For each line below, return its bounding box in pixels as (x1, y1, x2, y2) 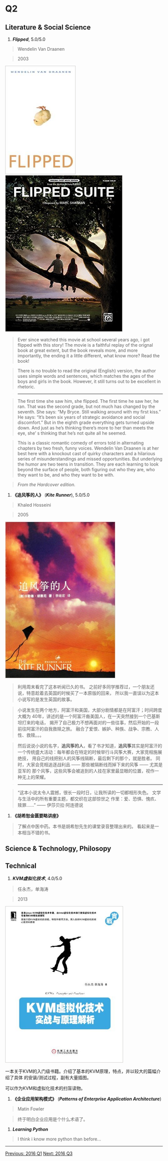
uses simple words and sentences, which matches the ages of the (17, 373, 154, 379)
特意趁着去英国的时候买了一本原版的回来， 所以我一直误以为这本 (26, 690, 159, 696)
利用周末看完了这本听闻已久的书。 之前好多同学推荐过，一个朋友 (17, 684, 150, 690)
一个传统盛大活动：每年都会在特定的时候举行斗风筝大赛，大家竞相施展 (17, 749, 162, 755)
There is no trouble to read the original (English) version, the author (17, 368, 156, 374)
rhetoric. (17, 384, 35, 389)
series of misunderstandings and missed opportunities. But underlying (17, 456, 162, 462)
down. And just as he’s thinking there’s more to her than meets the (17, 425, 154, 430)
